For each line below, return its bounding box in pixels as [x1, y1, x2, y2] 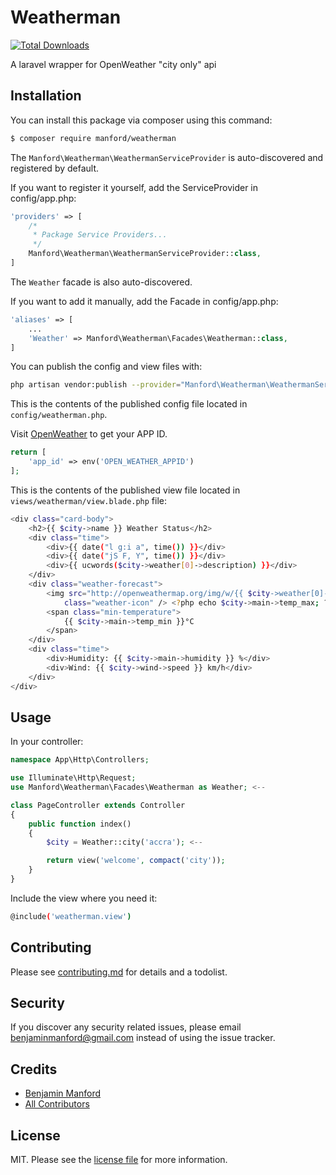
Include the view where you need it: [10, 892, 158, 904]
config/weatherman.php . [10, 409, 108, 421]
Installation [10, 87, 82, 105]
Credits [10, 1061, 58, 1078]
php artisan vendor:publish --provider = [10, 380, 182, 390]
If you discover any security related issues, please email [10, 1021, 242, 1033]
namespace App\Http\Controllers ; [10, 755, 150, 765]
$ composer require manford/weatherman [10, 133, 177, 143]
